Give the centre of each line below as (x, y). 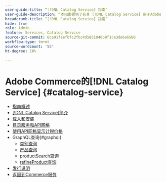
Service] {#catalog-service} (64, 92)
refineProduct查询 (38, 162)
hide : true (16, 23)
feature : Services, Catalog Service (43, 33)
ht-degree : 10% (21, 51)
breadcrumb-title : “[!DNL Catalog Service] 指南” (56, 19)
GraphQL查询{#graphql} (37, 137)
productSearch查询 (39, 156)
